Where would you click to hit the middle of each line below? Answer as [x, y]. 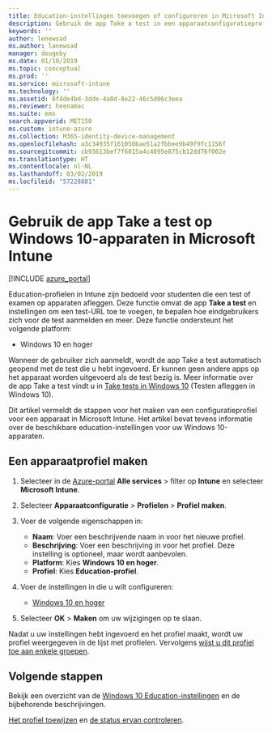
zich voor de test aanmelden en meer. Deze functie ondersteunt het [121, 320]
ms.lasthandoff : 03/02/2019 [56, 174]
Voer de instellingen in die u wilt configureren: [97, 586]
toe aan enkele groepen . [49, 651]
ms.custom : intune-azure [50, 129]
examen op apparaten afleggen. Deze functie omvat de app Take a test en [132, 303]
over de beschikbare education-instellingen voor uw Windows [112, 427]
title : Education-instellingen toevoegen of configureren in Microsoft [132, 16]
